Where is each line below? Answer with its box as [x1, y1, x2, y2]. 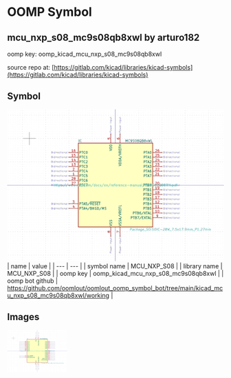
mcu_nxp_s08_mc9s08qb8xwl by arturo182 [7, 32, 200, 43]
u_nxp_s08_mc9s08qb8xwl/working [7, 291, 110, 299]
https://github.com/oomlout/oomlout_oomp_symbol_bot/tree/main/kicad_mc [7, 283, 223, 292]
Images [7, 311, 40, 323]
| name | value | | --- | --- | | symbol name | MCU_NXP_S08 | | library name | [7, 261, 223, 270]
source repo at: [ [7, 63, 54, 71]
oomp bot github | [7, 277, 58, 285]
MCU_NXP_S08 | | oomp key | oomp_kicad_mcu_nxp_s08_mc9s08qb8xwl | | [7, 269, 224, 277]
